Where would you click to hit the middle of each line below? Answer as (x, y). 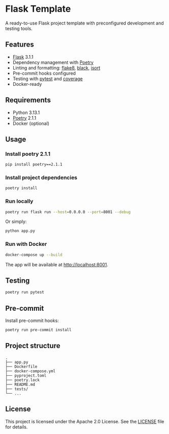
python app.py (20, 231)
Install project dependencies (41, 178)
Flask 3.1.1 (23, 57)
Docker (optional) (31, 123)
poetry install (21, 188)
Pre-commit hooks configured (44, 73)
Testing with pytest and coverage (48, 78)
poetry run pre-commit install (38, 330)
